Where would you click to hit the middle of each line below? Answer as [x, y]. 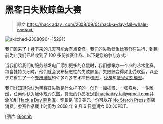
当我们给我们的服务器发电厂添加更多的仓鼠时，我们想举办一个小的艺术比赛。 [81, 65]
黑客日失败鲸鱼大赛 [43, 10]
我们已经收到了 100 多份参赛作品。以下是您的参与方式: [72, 55]
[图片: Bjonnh [18, 116]
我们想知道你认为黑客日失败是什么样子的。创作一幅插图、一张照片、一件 [77, 88]
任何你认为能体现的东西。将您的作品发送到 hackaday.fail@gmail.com [81, 94]
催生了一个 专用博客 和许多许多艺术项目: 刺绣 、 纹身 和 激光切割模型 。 [80, 77]
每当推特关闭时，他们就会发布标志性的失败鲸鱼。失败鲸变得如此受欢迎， [77, 71]
